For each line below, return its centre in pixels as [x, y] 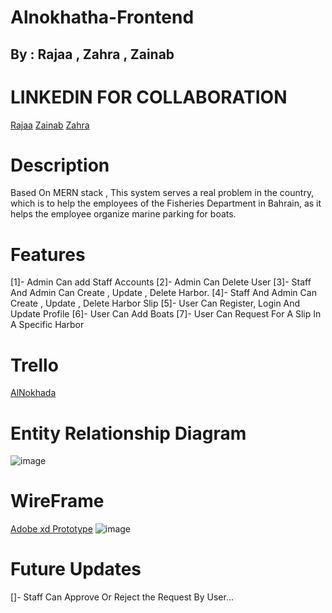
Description [60, 165]
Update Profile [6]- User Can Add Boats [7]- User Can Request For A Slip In [166, 314]
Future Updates [76, 569]
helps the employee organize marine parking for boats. [123, 214]
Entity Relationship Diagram [128, 433]
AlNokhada [33, 393]
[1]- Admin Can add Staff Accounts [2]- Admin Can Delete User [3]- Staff [161, 282]
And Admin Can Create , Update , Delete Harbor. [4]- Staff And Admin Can [163, 293]
